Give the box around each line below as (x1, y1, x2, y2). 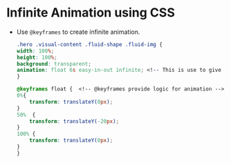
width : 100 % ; (16, 47, 55, 55)
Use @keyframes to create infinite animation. (16, 28, 140, 36)
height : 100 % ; (16, 54, 57, 61)
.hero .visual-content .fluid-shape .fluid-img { (16, 41, 163, 48)
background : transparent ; (16, 60, 91, 67)
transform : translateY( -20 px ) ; (29, 117, 120, 125)
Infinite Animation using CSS (6, 5, 176, 21)
